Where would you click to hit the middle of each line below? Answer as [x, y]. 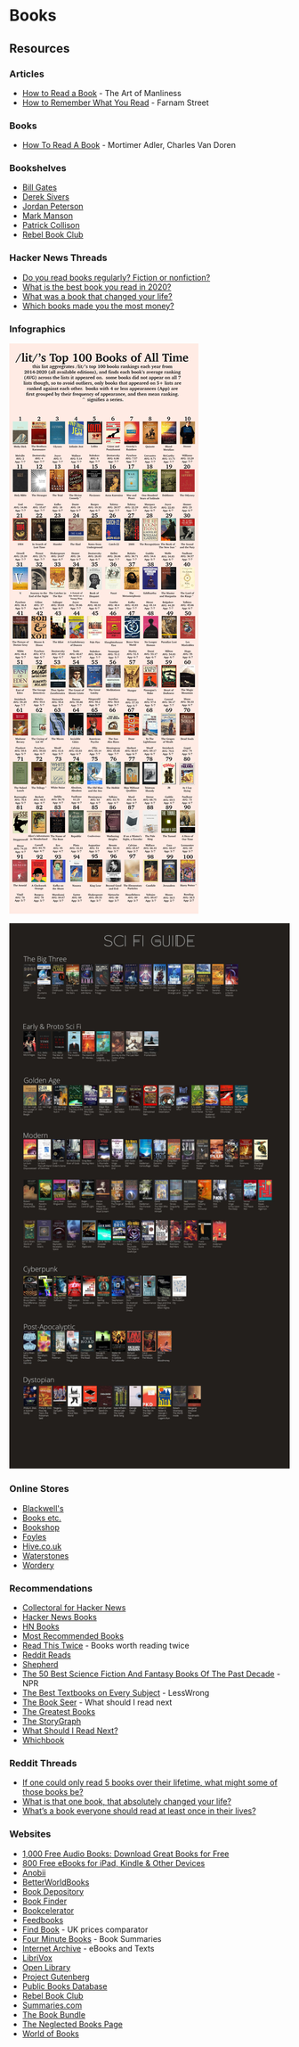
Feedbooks [43, 1920]
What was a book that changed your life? [97, 296]
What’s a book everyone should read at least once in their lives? [139, 1811]
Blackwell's [43, 1508]
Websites [30, 1834]
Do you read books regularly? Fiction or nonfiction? [116, 277]
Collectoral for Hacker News [74, 1607]
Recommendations [51, 1588]
